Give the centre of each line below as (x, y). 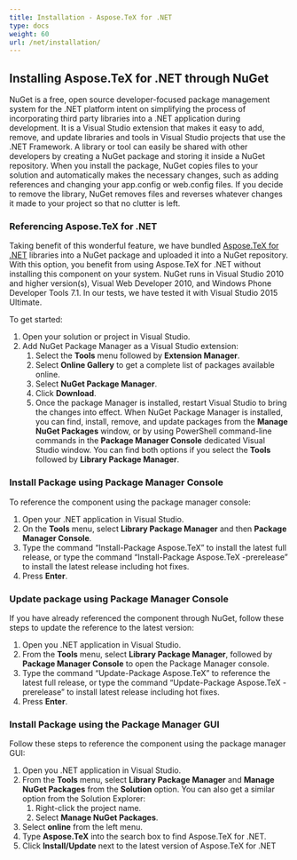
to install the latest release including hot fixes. (106, 566)
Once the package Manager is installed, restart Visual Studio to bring (161, 403)
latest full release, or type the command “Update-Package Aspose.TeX (151, 682)
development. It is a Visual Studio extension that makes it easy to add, (137, 128)
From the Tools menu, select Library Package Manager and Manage (148, 780)
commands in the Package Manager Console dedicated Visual (150, 441)
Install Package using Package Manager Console (117, 482)
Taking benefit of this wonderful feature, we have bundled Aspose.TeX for (144, 246)
